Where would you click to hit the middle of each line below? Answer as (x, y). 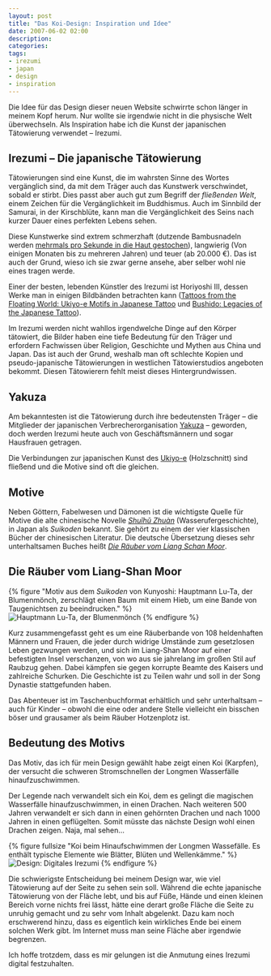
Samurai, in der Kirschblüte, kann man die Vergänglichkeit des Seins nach (131, 213)
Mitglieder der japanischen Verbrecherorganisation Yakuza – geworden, (128, 425)
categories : (28, 46)
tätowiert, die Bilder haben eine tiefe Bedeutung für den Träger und (121, 337)
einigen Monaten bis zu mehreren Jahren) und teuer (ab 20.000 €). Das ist (133, 254)
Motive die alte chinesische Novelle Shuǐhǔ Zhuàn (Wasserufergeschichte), (133, 520)
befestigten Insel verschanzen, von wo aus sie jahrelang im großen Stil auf (132, 659)
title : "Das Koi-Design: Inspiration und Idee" (90, 24)
